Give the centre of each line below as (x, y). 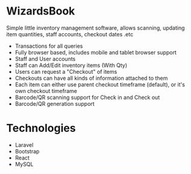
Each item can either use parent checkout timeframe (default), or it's (100, 84)
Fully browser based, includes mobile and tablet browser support (95, 52)
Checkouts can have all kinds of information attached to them (91, 78)
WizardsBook (41, 11)
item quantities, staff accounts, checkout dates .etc (70, 34)
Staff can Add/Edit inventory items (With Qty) (71, 65)
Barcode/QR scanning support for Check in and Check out (87, 97)
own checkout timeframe (46, 91)
